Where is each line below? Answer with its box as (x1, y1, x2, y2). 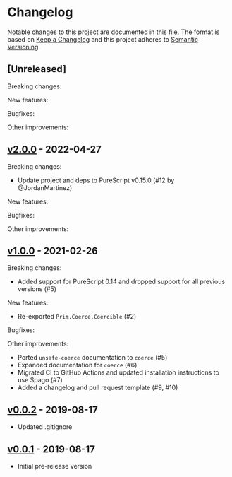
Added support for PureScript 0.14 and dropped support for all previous (17, 277, 226, 286)
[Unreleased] (7, 63, 67, 75)
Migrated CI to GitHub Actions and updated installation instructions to (17, 368, 220, 377)
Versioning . (7, 42, 41, 51)
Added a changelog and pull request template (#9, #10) (17, 383, 178, 392)
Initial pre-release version (17, 462, 92, 470)
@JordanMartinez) (17, 183, 73, 192)
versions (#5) (17, 285, 56, 293)
